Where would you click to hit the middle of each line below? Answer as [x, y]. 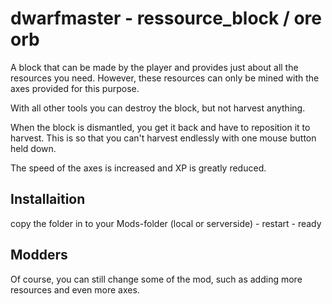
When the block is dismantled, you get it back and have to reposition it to [160, 127]
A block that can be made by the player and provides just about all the [154, 67]
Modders [39, 255]
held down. [33, 148]
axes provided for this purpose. [75, 88]
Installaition [48, 199]
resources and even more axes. [75, 289]
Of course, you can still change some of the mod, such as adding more [156, 279]
